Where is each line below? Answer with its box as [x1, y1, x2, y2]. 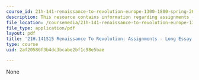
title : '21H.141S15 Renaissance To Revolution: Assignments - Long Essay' [6, 36, 195, 42]
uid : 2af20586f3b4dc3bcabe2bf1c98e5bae [6, 47, 105, 53]
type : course [6, 42, 38, 48]
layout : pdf [6, 31, 36, 36]
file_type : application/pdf [6, 25, 76, 31]
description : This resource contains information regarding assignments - [6, 14, 195, 20]
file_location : [6, 19, 44, 25]
